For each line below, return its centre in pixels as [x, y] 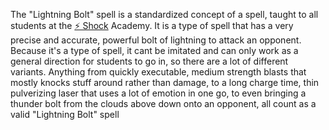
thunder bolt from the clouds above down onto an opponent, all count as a [163, 103]
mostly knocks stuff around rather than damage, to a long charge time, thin [165, 82]
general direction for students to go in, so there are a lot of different [149, 61]
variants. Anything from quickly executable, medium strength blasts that [158, 72]
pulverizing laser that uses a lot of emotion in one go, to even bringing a [158, 93]
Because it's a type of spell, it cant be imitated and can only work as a [154, 50]
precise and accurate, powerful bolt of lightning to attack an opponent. [156, 40]
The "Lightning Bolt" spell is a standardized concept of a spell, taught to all [164, 14]
